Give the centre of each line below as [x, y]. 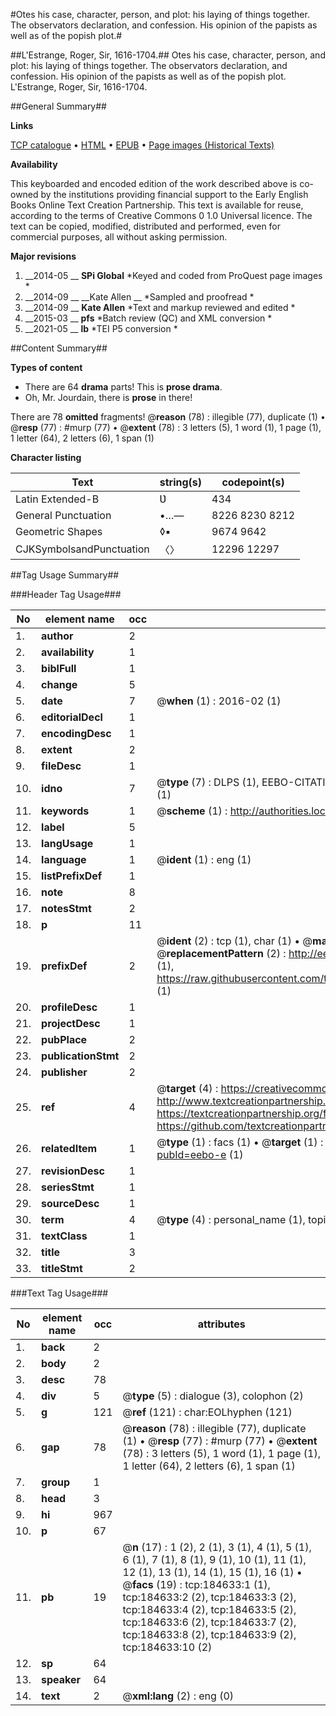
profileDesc [69, 1007]
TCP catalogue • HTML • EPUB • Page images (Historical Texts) [142, 145]
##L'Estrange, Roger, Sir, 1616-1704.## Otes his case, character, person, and [168, 55]
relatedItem [69, 1148]
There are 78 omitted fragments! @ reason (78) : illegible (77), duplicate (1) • [168, 417]
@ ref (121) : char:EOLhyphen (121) [207, 1412]
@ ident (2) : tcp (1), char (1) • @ [234, 941]
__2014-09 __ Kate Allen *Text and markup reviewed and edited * [160, 307]
